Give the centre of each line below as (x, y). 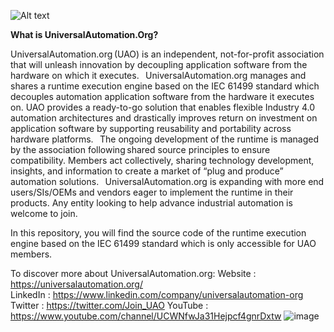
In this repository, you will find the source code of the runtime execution (158, 233)
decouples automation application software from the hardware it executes (162, 96)
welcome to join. (44, 213)
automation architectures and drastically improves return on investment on (164, 118)
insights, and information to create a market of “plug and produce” (147, 171)
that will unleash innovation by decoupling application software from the (159, 64)
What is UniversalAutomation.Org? (84, 34)
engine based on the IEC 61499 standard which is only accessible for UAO (163, 243)
